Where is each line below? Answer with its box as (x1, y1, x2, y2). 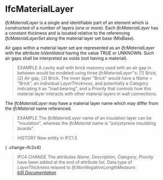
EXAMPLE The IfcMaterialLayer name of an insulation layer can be (17, 115, 152, 121)
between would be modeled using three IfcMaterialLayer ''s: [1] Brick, (17, 70, 157, 76)
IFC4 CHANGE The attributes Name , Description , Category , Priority (17, 154, 154, 160)
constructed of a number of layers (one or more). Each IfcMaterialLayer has (5, 25, 159, 30)
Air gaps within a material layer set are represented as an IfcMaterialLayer (5, 45, 155, 51)
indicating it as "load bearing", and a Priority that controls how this (17, 85, 152, 91)
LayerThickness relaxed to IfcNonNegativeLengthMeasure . (17, 164, 137, 170)
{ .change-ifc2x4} (5, 144, 41, 150)
